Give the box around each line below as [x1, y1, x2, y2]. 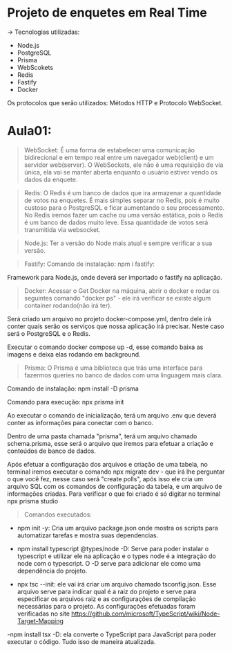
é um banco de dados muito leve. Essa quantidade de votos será [23, 218, 209, 226]
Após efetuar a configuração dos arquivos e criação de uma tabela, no [7, 460, 209, 468]
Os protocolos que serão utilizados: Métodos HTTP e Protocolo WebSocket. [7, 98, 223, 107]
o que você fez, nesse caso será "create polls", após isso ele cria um [7, 474, 204, 483]
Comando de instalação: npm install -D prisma [7, 384, 139, 393]
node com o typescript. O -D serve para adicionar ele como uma [17, 559, 202, 567]
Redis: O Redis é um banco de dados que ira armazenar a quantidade [23, 188, 222, 197]
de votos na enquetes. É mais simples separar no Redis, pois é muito [23, 196, 220, 204]
